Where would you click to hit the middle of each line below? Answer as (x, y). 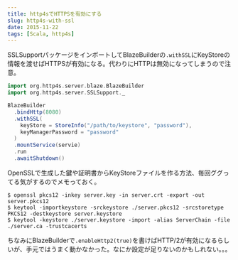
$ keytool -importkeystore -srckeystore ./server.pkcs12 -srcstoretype (115, 207)
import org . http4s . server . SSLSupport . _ (66, 93)
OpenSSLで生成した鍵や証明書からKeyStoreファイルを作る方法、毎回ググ (115, 173)
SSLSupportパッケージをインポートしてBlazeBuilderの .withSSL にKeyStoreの (119, 55)
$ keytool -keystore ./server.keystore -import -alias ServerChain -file (119, 220)
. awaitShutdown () (39, 158)
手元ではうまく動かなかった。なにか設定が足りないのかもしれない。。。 (129, 249)
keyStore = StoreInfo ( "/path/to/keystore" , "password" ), (106, 125)
